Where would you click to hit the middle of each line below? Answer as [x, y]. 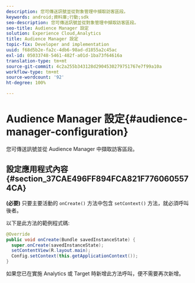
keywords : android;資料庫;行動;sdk [48, 17]
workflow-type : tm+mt [33, 72]
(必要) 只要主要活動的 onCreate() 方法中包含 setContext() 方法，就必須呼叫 [97, 203]
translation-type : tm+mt [37, 61]
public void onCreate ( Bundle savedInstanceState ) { [71, 239]
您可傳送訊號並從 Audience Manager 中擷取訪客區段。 [72, 149]
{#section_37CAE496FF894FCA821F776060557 [97, 179]
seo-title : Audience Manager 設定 [48, 28]
